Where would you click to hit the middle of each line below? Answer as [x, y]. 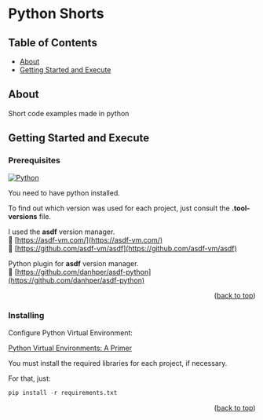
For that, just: [29, 378]
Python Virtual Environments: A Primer [70, 348]
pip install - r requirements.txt [63, 393]
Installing [26, 316]
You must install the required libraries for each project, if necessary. [118, 363]
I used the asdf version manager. [62, 232]
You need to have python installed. [64, 192]
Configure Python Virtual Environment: [71, 332]
